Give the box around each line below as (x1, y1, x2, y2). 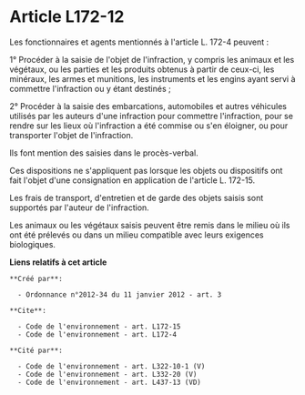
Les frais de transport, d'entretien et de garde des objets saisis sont (9, 192, 264, 203)
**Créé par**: (9, 274, 64, 283)
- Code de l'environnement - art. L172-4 (17, 329, 178, 339)
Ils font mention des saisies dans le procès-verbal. (9, 147, 198, 158)
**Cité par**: (9, 346, 64, 355)
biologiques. (9, 238, 56, 249)
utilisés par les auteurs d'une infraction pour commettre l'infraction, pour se (9, 110, 294, 121)
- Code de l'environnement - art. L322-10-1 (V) (17, 361, 206, 370)
